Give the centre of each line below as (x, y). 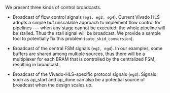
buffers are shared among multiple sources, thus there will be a (79, 54)
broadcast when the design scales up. (53, 85)
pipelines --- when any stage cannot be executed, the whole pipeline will (89, 28)
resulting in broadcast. (36, 64)
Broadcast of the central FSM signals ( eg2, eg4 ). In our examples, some (88, 48)
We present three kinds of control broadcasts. (53, 7)
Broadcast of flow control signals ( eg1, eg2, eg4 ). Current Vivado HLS (86, 17)
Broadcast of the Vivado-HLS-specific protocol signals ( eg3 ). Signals (84, 74)
